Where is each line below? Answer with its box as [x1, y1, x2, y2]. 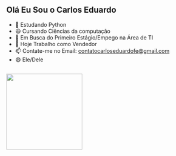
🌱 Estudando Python [15, 21, 67, 28]
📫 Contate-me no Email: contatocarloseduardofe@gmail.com [15, 47, 170, 54]
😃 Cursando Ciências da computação [15, 27, 110, 35]
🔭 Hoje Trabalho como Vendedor [15, 40, 97, 47]
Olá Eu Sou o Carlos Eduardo [6, 5, 117, 15]
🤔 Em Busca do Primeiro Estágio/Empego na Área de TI [15, 33, 154, 41]
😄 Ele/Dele [15, 56, 44, 63]
